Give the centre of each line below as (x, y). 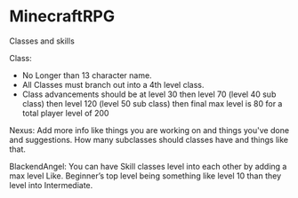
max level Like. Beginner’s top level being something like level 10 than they (145, 176)
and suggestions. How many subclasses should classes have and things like (149, 139)
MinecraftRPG (62, 16)
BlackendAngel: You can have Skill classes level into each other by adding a (148, 166)
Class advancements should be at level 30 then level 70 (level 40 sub (149, 94)
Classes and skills (42, 41)
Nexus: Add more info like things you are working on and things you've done (149, 130)
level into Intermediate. (51, 185)
